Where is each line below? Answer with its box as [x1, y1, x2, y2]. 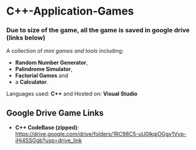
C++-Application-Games [6, 4, 134, 18]
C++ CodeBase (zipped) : [15, 124, 79, 131]
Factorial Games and [15, 72, 69, 80]
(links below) [6, 33, 46, 42]
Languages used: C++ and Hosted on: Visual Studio [6, 90, 138, 98]
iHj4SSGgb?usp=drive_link [15, 137, 82, 144]
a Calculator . [15, 78, 49, 86]
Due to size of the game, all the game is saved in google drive [6, 26, 190, 35]
